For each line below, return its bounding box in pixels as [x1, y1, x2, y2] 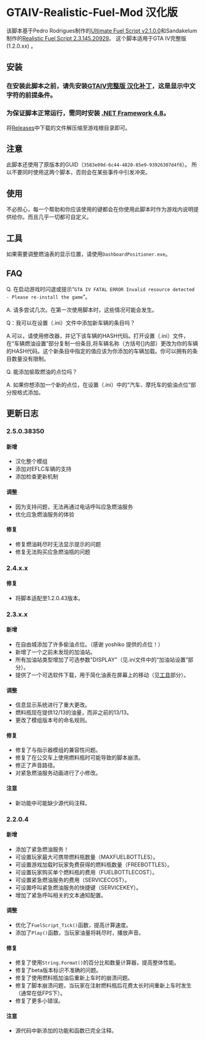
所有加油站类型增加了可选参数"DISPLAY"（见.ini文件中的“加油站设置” [15, 656, 189, 663]
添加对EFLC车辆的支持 [15, 466, 72, 473]
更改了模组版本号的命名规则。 [15, 716, 90, 724]
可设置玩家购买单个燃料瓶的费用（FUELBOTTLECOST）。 [15, 868, 158, 875]
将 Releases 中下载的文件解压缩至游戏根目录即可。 [6, 124, 131, 132]
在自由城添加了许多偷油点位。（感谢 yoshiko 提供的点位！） [15, 641, 164, 648]
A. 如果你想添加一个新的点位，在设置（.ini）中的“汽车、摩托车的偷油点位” [6, 381, 191, 388]
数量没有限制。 [11, 355, 49, 362]
